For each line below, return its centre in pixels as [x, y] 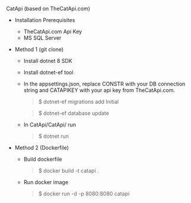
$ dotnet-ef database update [74, 113]
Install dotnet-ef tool [48, 72]
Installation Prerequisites [45, 20]
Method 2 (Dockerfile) [42, 148]
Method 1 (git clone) [39, 49]
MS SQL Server [42, 38]
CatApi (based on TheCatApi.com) [48, 9]
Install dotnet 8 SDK [48, 61]
